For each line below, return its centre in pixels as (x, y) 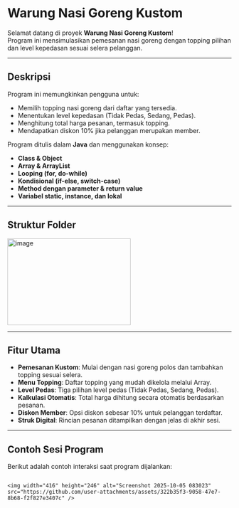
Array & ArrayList (44, 166)
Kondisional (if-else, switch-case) (69, 181)
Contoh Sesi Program (55, 449)
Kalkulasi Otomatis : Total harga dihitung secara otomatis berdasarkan (121, 398)
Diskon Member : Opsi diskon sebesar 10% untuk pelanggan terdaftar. (120, 413)
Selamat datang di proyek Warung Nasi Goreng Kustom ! (90, 33)
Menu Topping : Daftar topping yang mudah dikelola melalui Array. (115, 383)
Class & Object (40, 158)
